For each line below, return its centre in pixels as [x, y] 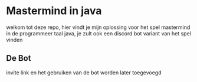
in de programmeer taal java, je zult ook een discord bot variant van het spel [99, 33]
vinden [14, 40]
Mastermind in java [54, 11]
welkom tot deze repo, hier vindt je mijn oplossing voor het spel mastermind [98, 27]
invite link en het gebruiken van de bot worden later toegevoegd [84, 73]
